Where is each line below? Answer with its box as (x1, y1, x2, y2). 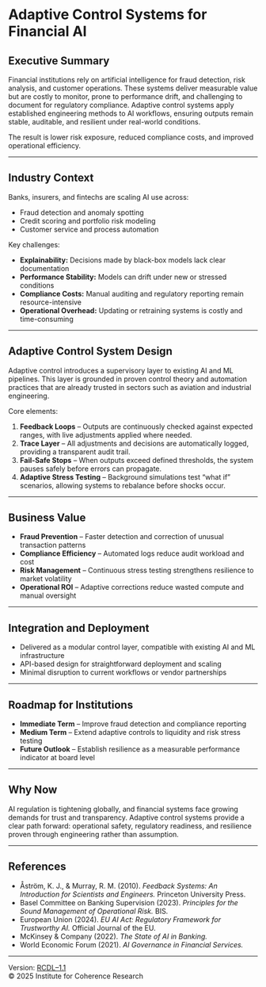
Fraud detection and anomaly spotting (19, 208, 144, 217)
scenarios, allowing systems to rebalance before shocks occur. (19, 480, 226, 490)
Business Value (8, 511, 86, 525)
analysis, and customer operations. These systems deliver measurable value (8, 83, 258, 93)
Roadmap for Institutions (8, 698, 133, 711)
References (8, 860, 66, 874)
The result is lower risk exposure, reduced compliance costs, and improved (8, 132, 254, 142)
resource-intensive (19, 297, 82, 307)
